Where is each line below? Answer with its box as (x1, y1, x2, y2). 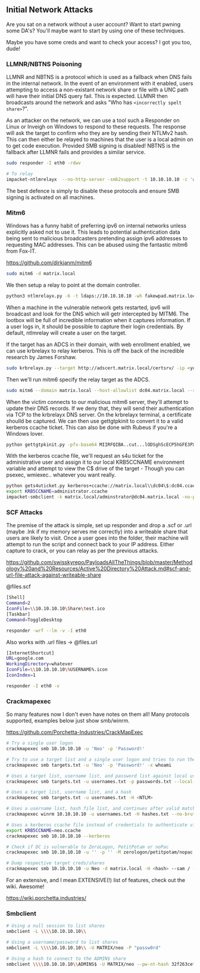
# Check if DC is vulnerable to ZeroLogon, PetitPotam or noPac (6, 844, 169, 850)
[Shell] (6, 595, 26, 601)
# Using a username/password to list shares (6, 940, 118, 946)
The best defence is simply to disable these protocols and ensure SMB (6, 187, 180, 194)
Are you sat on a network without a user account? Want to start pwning (6, 20, 181, 27)
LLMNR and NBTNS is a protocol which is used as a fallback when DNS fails (6, 74, 192, 81)
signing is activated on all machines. (6, 194, 95, 201)
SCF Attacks (6, 508, 43, 516)
